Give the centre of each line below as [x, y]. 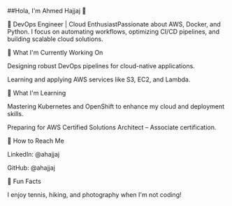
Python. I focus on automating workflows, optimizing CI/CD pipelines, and [114, 32]
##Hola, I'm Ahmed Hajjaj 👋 [47, 11]
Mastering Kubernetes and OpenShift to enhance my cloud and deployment [116, 106]
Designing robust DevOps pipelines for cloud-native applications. [101, 66]
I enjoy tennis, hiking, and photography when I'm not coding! [94, 195]
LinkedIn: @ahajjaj [34, 154]
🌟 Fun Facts [24, 181]
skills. [15, 114]
